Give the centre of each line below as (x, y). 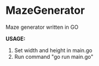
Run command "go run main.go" (54, 56)
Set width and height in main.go (53, 50)
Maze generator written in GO (42, 27)
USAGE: (16, 38)
